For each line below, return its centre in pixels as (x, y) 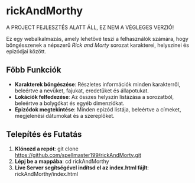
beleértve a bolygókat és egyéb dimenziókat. (69, 103)
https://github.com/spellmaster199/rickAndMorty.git (78, 155)
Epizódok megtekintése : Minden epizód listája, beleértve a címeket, (98, 109)
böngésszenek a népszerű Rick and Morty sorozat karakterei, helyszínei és (97, 45)
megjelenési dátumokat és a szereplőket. (65, 115)
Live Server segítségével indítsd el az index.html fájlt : (82, 168)
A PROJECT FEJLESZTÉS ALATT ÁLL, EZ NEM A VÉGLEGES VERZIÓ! (90, 27)
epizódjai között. (26, 51)
